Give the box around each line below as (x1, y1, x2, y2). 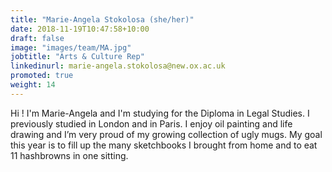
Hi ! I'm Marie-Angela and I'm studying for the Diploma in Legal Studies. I (10, 107, 310, 119)
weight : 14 (10, 80, 56, 90)
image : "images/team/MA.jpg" (10, 42, 132, 53)
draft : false (10, 33, 65, 43)
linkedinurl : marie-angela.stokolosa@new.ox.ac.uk (10, 61, 226, 71)
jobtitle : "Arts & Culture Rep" (10, 52, 145, 62)
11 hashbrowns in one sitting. (10, 149, 129, 161)
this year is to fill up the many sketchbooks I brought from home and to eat (10, 139, 318, 151)
